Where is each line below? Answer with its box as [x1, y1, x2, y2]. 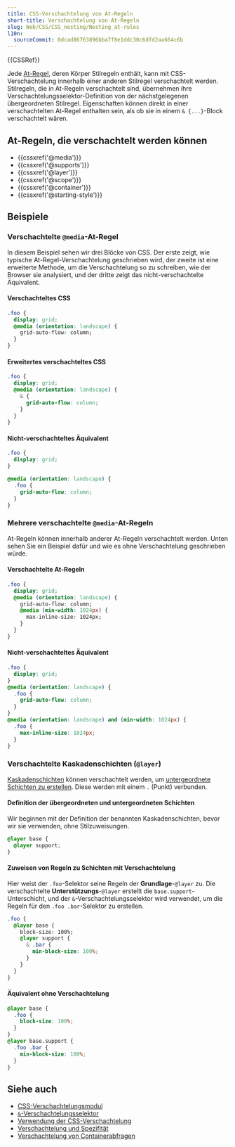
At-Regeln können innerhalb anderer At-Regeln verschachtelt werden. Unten [7, 534, 228, 542]
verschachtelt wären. [7, 114, 69, 123]
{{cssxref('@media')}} [17, 153, 82, 162]
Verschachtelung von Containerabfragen [17, 1132, 135, 1140]
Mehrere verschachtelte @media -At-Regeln [7, 518, 154, 528]
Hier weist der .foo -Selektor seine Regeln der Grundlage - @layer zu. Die [7, 879, 216, 888]
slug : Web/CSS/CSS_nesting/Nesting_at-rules [7, 23, 140, 30]
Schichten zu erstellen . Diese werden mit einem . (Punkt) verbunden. [7, 782, 208, 791]
